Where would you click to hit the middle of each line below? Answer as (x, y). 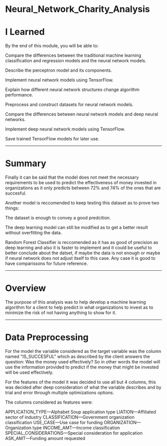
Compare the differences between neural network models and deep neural (82, 114)
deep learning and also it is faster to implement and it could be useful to (79, 248)
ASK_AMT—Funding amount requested (45, 438)
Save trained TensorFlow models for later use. (52, 139)
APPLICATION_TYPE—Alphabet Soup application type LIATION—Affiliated (81, 412)
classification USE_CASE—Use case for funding (54, 422)
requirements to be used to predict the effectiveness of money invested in (81, 183)
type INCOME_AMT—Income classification (76, 428)
